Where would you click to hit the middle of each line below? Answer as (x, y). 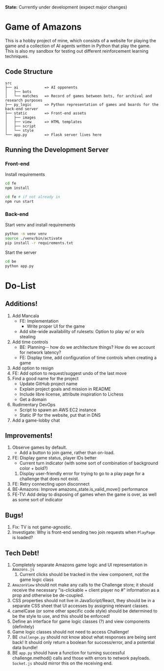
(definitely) (23, 627)
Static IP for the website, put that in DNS (60, 415)
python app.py (20, 266)
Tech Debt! (22, 553)
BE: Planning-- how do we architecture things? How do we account (87, 347)
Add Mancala (25, 316)
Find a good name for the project (45, 378)
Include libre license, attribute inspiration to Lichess (71, 394)
